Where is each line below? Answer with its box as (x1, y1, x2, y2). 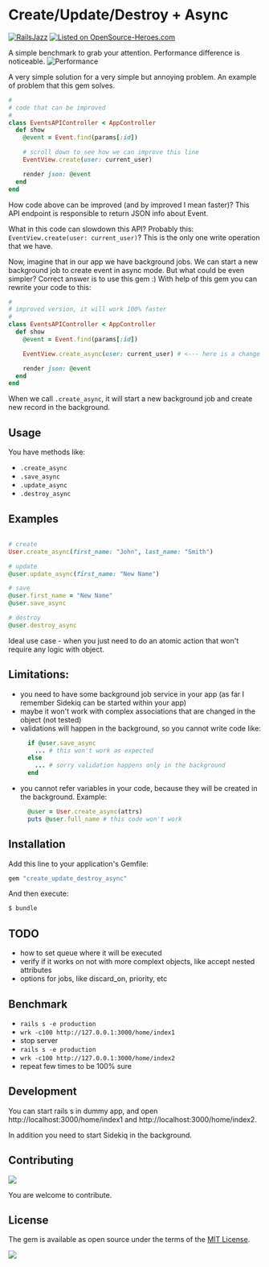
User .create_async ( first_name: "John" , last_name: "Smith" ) (8, 548, 214, 556)
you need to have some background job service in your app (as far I (19, 689, 245, 698)
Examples (8, 511, 59, 525)
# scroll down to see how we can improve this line (22, 148, 199, 156)
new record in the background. (8, 403, 111, 412)
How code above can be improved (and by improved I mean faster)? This (8, 200, 251, 209)
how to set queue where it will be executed (19, 948, 162, 958)
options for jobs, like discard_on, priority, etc (19, 974, 168, 983)
